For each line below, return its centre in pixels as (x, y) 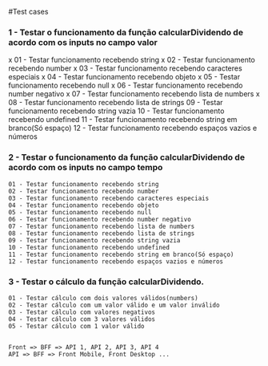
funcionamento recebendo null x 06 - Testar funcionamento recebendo (126, 85)
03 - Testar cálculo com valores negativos (82, 312)
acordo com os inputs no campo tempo (86, 168)
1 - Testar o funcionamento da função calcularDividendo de (126, 32)
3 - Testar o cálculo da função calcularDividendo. (106, 282)
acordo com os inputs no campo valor (83, 42)
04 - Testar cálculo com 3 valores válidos (82, 319)
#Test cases (28, 12)
